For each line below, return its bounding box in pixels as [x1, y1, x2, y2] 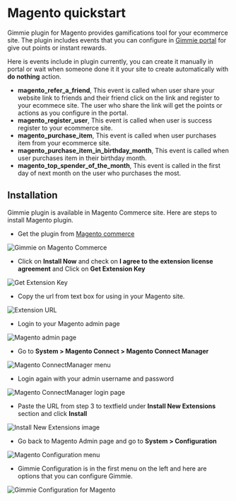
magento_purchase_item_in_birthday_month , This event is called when [17, 146, 230, 154]
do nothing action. [7, 72, 61, 81]
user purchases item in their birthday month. [17, 154, 147, 162]
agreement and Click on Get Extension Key [17, 264, 146, 273]
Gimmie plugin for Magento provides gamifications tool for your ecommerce [7, 28, 228, 37]
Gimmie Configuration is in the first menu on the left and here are [17, 464, 207, 473]
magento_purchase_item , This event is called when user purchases [17, 131, 217, 140]
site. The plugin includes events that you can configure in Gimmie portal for [7, 35, 227, 44]
